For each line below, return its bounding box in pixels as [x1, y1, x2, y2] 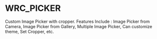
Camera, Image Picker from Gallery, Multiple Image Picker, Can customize [5, 23, 153, 29]
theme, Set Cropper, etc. [5, 29, 54, 34]
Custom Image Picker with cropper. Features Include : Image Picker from [5, 19, 150, 24]
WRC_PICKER [5, 3, 61, 14]
